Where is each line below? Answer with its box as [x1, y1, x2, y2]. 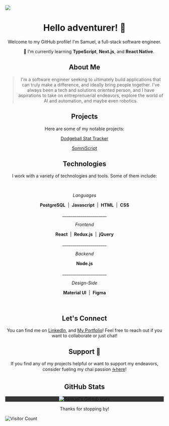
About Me [68, 63, 101, 72]
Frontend [75, 222, 94, 228]
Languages [72, 192, 97, 198]
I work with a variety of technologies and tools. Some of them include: [12, 173, 157, 179]
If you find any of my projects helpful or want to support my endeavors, [11, 361, 158, 366]
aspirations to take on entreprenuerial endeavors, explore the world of [18, 92, 163, 98]
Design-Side [71, 280, 98, 286]
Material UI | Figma [63, 290, 106, 296]
